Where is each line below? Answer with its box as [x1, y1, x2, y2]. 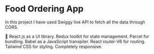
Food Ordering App [5, 3, 84, 14]
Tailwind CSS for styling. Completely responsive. [5, 43, 103, 49]
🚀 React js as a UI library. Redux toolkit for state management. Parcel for [5, 33, 150, 39]
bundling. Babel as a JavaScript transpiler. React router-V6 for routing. [5, 38, 146, 44]
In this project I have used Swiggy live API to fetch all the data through [5, 19, 146, 25]
